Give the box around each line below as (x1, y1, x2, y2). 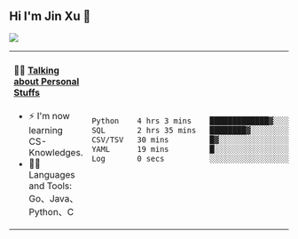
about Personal (13, 76, 80, 88)
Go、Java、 (28, 193, 79, 205)
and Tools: (28, 179, 73, 192)
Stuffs (13, 86, 41, 99)
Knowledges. (28, 147, 83, 159)
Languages (28, 169, 75, 181)
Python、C (28, 206, 74, 219)
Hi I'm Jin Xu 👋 (9, 9, 91, 24)
